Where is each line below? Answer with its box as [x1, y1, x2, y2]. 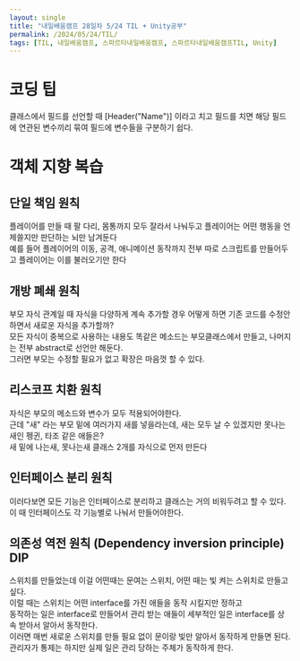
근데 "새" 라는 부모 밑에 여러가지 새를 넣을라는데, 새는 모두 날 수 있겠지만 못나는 [9, 419, 287, 430]
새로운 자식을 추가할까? [32, 320, 115, 330]
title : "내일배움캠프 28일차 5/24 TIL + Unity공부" [9, 22, 188, 30]
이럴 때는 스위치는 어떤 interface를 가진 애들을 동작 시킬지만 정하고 [9, 597, 244, 608]
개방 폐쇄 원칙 [9, 283, 81, 299]
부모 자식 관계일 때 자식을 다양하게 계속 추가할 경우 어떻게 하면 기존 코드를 [9, 309, 267, 319]
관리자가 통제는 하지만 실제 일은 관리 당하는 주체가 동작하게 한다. [9, 642, 235, 653]
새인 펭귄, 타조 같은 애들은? [9, 430, 105, 440]
